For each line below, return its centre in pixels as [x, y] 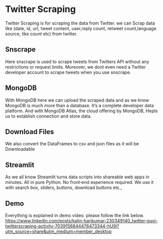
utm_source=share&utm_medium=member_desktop [58, 231]
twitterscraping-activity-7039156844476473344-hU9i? [62, 226]
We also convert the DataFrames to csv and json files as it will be [72, 144]
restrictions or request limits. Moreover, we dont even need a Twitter [75, 67]
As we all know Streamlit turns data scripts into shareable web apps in [77, 177]
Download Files [29, 132]
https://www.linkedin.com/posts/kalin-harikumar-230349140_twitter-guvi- [81, 221]
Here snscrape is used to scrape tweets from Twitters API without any [77, 62]
